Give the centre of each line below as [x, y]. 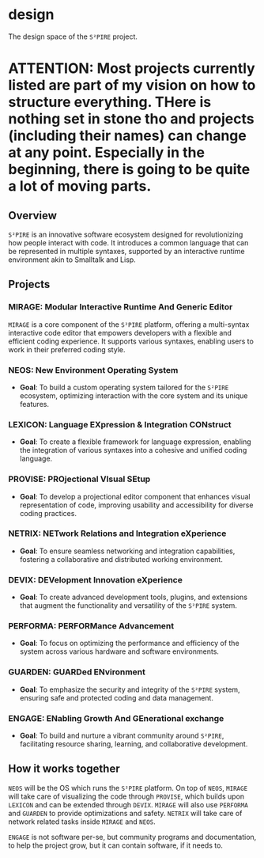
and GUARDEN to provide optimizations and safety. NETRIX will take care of [125, 813]
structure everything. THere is [110, 103]
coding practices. [48, 513]
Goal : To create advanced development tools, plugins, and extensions [133, 597]
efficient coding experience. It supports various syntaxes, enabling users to [131, 341]
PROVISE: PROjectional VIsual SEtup [79, 479]
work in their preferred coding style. [67, 349]
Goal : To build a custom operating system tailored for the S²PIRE [124, 387]
